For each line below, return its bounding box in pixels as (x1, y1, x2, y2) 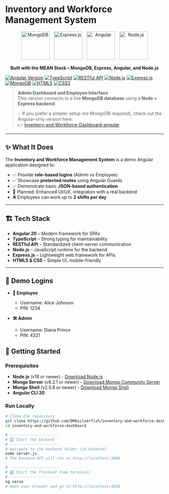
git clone (5, 419, 26, 424)
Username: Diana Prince (20, 327, 71, 333)
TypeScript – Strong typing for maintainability (12, 236, 108, 242)
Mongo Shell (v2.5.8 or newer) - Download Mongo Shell (12, 384, 129, 390)
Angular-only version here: (17, 116, 73, 122)
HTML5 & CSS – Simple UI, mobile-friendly (12, 257, 102, 263)
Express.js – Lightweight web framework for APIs (12, 252, 116, 258)
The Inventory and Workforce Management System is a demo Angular (5, 156, 153, 162)
